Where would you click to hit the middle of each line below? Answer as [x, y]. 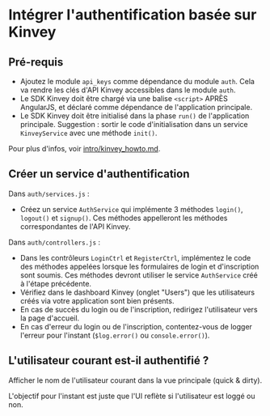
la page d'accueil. [50, 318]
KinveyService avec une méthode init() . [89, 133]
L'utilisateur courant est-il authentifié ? [109, 361]
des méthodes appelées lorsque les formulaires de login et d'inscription [139, 266]
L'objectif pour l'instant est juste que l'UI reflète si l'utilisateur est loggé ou [132, 396]
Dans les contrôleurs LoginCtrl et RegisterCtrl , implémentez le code [135, 257]
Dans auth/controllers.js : [55, 242]
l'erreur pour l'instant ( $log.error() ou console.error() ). [115, 335]
